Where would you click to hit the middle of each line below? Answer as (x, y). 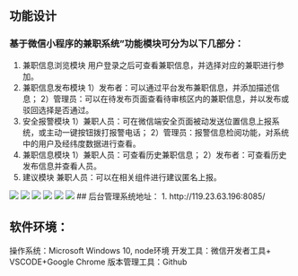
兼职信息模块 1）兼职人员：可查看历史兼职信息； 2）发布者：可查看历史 (154, 154)
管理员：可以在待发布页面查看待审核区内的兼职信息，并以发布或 (171, 99)
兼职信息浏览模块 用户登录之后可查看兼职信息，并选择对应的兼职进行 (149, 65)
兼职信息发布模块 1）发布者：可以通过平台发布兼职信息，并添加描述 (147, 87)
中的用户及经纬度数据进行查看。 (81, 143)
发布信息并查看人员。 (61, 166)
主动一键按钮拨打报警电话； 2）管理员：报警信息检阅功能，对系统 (168, 132)
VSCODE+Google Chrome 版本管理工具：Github (98, 262)
